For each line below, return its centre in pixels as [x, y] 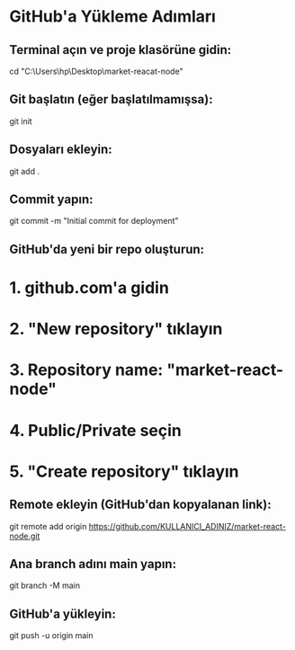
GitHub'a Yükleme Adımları [112, 17]
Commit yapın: [51, 200]
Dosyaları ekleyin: [61, 150]
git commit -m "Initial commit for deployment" [94, 221]
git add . [25, 171]
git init [21, 121]
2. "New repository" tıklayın [116, 329]
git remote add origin [48, 526]
